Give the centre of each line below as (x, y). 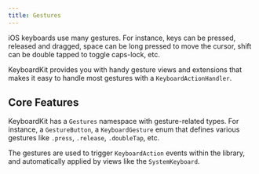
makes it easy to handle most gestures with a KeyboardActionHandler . (120, 78)
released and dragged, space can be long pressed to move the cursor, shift (130, 46)
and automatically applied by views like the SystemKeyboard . (104, 161)
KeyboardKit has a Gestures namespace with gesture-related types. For (124, 121)
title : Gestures (35, 15)
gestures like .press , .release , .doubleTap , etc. (84, 138)
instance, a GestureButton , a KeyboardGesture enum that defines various (124, 129)
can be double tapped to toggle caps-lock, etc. (84, 54)
